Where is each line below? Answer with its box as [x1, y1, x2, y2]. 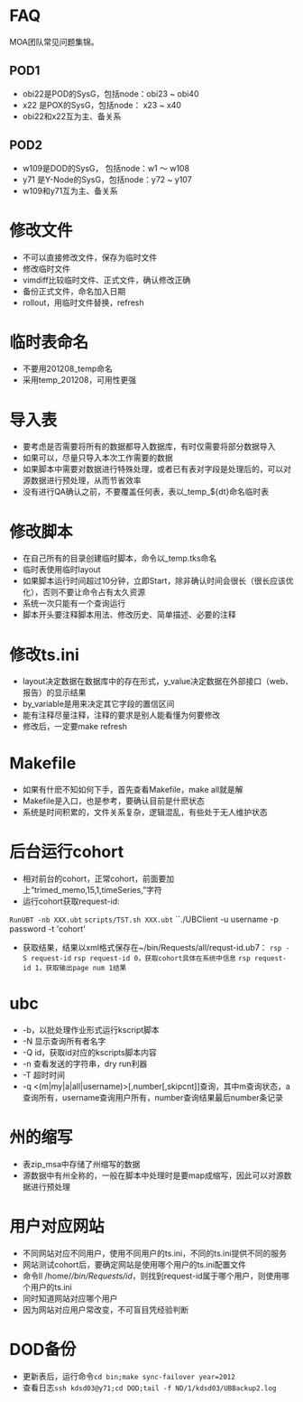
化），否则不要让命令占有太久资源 [22, 587, 146, 598]
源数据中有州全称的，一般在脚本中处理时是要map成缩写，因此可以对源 [22, 1170, 284, 1181]
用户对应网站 [9, 1216, 106, 1237]
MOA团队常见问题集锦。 [9, 36, 99, 47]
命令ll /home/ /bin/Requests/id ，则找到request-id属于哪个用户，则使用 [22, 1270, 282, 1281]
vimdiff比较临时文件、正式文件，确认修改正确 [22, 274, 191, 285]
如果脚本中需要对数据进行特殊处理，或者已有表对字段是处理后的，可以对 [22, 464, 291, 475]
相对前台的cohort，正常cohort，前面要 [22, 873, 167, 885]
